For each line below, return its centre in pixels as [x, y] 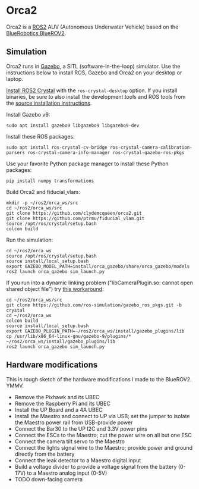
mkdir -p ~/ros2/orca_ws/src [42, 203]
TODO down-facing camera [49, 479]
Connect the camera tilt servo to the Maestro [70, 441]
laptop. [15, 79]
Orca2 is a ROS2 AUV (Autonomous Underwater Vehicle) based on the [92, 27]
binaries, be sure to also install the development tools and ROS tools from [96, 96]
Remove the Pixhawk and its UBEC [57, 397]
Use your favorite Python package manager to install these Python [87, 164]
